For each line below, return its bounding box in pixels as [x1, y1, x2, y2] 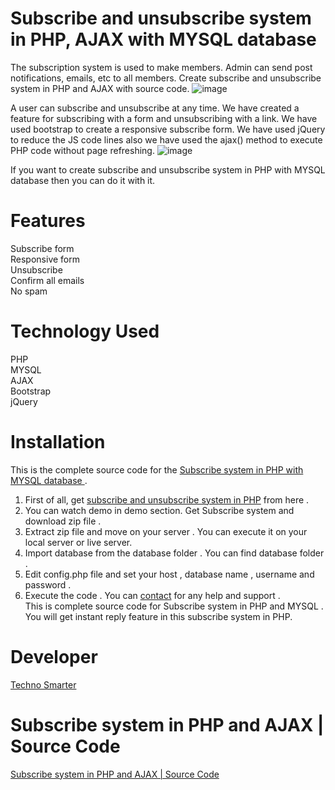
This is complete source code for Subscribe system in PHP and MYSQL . [24, 600, 324, 612]
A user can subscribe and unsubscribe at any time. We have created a [10, 102, 300, 114]
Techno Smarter [10, 678, 77, 691]
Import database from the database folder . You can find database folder [24, 547, 325, 559]
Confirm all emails [10, 274, 85, 286]
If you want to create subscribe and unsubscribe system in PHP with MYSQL [10, 163, 326, 176]
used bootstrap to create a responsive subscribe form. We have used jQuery [10, 123, 326, 135]
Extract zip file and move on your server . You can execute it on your [24, 525, 308, 537]
